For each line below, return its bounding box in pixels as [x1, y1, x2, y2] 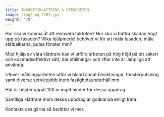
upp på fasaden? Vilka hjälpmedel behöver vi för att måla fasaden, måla [5, 36, 154, 42]
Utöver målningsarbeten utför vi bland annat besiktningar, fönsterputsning [5, 72, 159, 78]
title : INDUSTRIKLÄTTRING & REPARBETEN [5, 7, 89, 13]
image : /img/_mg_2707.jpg [5, 12, 60, 17]
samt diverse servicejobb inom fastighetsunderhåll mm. [5, 77, 121, 83]
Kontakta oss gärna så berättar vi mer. [5, 106, 85, 112]
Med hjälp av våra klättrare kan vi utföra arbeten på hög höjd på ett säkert [5, 51, 158, 57]
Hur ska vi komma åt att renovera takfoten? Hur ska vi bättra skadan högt [5, 31, 157, 37]
